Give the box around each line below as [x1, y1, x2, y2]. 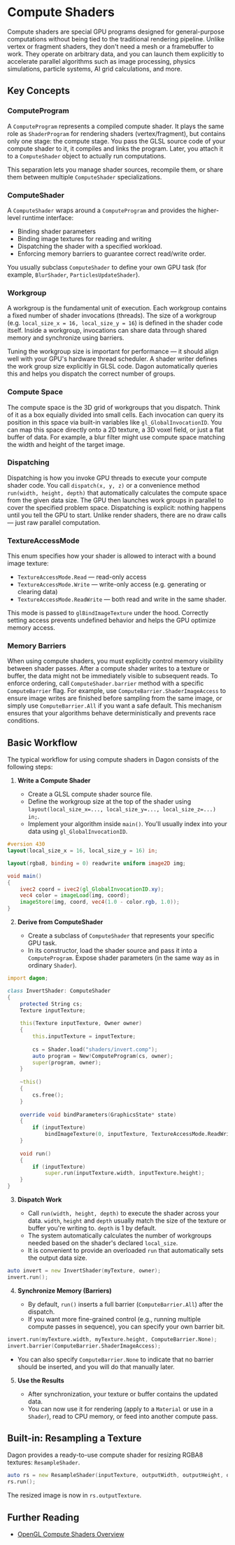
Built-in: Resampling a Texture [7, 1432, 142, 1444]
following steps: [7, 763, 53, 771]
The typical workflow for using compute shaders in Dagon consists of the [7, 755, 219, 764]
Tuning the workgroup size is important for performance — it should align [7, 348, 219, 356]
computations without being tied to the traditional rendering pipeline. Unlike [7, 34, 225, 43]
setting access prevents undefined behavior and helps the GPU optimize [7, 616, 216, 624]
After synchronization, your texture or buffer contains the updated [27, 1389, 218, 1398]
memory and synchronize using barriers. [7, 334, 124, 342]
